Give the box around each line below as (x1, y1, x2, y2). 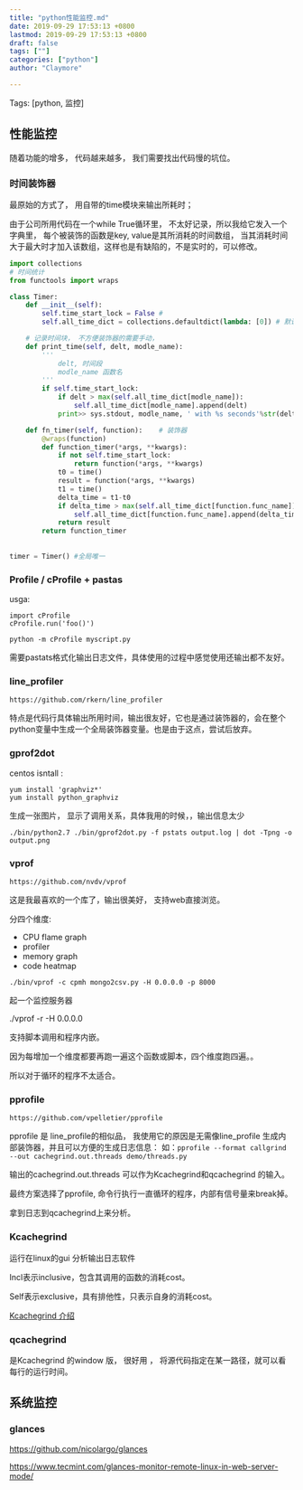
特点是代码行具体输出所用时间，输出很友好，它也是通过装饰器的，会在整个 (9, 712, 286, 723)
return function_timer (41, 526, 127, 536)
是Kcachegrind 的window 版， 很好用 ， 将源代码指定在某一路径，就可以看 (9, 1354, 287, 1365)
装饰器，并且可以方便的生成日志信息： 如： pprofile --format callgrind (16, 1142, 287, 1153)
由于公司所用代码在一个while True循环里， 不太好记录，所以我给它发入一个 (9, 218, 288, 229)
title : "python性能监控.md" (9, 13, 110, 23)
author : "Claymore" (9, 64, 83, 73)
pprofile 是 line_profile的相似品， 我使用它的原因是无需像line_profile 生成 (9, 1131, 279, 1142)
